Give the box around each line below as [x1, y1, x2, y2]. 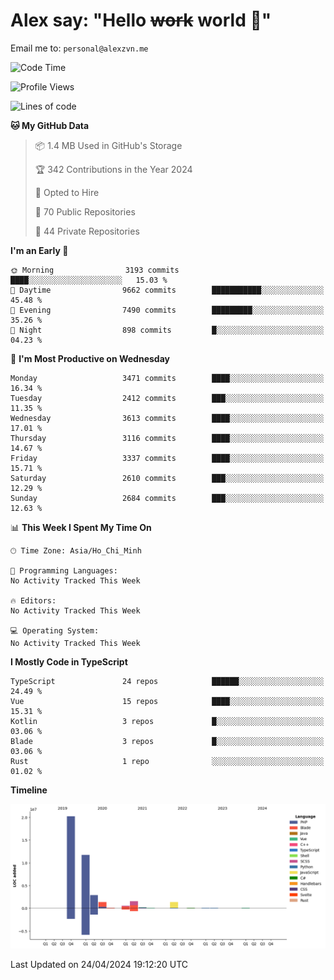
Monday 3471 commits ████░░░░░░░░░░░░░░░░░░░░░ [10, 373, 325, 383]
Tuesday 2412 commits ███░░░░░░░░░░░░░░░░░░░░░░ [10, 393, 325, 403]
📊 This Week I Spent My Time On [10, 521, 152, 533]
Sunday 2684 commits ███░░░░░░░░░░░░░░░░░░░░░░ [10, 493, 325, 503]
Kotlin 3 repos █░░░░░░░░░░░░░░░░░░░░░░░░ [10, 716, 325, 726]
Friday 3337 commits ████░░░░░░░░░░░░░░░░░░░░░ [10, 453, 325, 463]
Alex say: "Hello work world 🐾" [10, 9, 272, 32]
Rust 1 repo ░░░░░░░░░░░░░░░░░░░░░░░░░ [10, 756, 325, 766]
